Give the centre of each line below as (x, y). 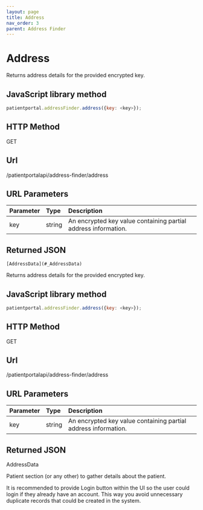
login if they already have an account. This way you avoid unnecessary (95, 494)
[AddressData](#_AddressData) (44, 264)
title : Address (25, 18)
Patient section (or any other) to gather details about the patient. (86, 476)
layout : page (23, 12)
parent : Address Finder (36, 29)
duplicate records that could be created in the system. (74, 501)
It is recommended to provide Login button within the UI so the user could (98, 488)
